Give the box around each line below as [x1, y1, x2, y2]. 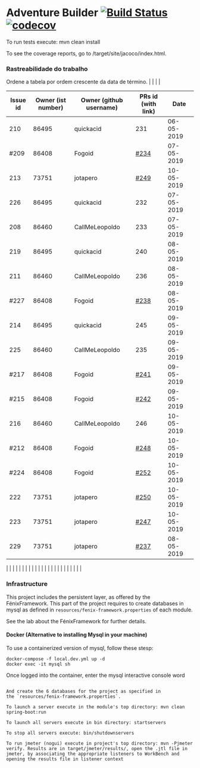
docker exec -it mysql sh [6, 661, 70, 667]
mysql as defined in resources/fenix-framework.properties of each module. [6, 606, 193, 613]
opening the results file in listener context [6, 756, 124, 762]
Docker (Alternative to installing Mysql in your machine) [6, 631, 148, 638]
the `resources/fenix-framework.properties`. [6, 694, 121, 700]
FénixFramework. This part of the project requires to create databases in [6, 600, 184, 607]
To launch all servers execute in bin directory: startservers [6, 719, 167, 726]
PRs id [139, 92, 158, 101]
